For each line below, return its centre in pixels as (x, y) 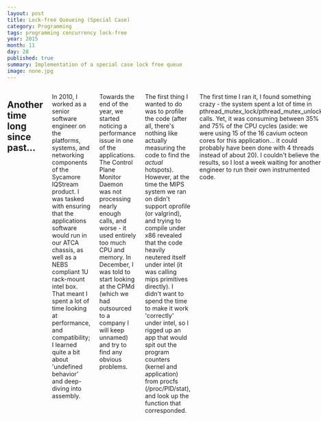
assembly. (66, 396)
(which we (114, 293)
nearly (108, 206)
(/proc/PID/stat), (168, 388)
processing (115, 198)
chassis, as (68, 250)
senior (61, 111)
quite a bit (66, 352)
